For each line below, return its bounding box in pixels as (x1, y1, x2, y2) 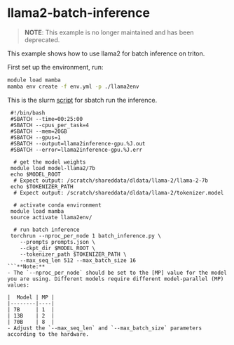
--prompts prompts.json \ (20, 238, 96, 245)
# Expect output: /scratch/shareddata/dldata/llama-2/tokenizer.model (13, 189, 224, 196)
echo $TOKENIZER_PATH (10, 183, 74, 190)
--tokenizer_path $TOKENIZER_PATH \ (20, 251, 128, 258)
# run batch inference (13, 226, 80, 233)
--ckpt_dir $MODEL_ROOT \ (20, 245, 96, 252)
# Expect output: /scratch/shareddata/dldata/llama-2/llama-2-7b (13, 177, 209, 184)
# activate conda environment (13, 202, 102, 209)
